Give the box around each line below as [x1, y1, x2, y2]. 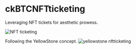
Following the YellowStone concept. [5, 38, 77, 44]
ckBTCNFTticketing [5, 3, 86, 15]
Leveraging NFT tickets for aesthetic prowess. [5, 19, 98, 25]
